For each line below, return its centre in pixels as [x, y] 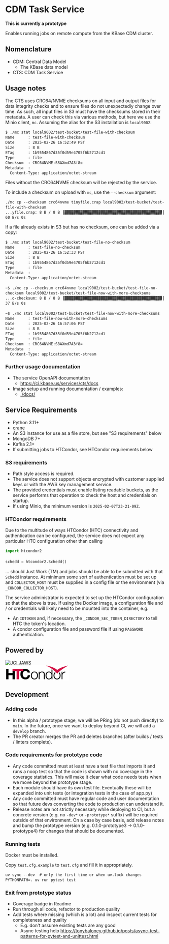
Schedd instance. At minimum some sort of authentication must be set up [81, 577]
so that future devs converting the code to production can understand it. [88, 804]
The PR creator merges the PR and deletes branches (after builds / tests [88, 736]
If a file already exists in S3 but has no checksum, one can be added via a [82, 227]
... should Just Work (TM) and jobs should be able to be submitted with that [84, 571]
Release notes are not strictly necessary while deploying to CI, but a [84, 809]
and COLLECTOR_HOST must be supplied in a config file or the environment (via [85, 582]
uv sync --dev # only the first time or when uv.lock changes [74, 875]
